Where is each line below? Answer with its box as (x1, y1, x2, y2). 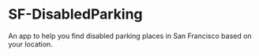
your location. (8, 39, 53, 48)
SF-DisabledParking (8, 5, 144, 23)
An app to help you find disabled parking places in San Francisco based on (8, 31, 252, 40)
